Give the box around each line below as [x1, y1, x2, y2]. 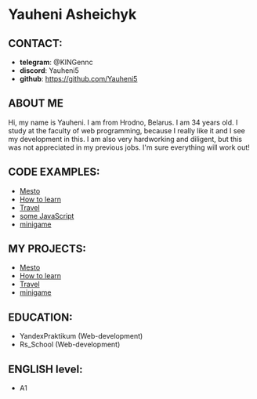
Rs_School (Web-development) [19, 339, 121, 350]
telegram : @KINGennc [19, 57, 93, 67]
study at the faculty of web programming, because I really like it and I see [8, 125, 245, 135]
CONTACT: [8, 37, 63, 50]
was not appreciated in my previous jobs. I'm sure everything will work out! [8, 143, 251, 152]
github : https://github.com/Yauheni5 [19, 74, 138, 83]
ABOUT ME [8, 96, 64, 111]
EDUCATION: [8, 310, 73, 324]
